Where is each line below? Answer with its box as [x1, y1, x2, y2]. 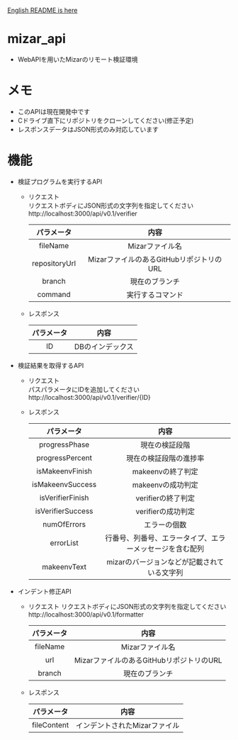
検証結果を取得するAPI [17, 361, 84, 369]
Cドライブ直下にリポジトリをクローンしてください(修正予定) [17, 116, 194, 125]
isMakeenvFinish [36, 466, 93, 476]
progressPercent [36, 453, 92, 463]
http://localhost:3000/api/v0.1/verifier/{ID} [28, 393, 151, 401]
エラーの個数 [144, 520, 187, 529]
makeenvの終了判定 [132, 466, 198, 476]
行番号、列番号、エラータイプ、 [105, 533, 212, 543]
